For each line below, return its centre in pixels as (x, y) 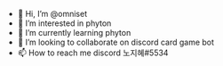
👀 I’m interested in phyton (64, 23)
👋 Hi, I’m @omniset (52, 14)
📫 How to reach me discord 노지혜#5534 (93, 53)
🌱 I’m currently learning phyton (74, 33)
